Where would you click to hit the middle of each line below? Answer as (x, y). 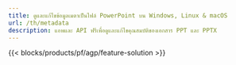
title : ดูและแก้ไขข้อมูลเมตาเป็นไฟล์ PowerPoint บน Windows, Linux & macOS (118, 15)
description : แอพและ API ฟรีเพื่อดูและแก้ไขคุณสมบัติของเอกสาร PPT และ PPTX (112, 30)
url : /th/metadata (39, 23)
